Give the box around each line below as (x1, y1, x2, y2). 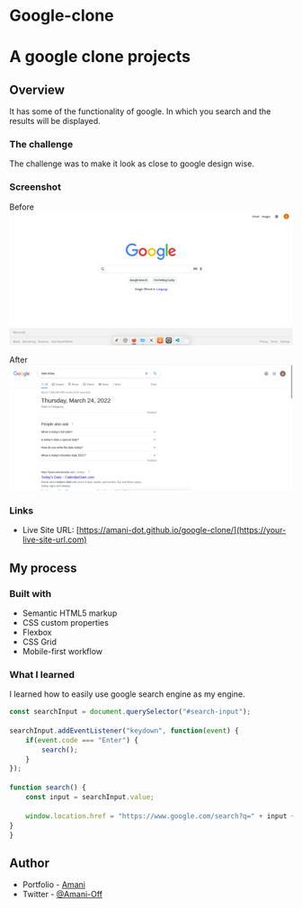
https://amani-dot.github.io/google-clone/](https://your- (79, 525, 287, 536)
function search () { (9, 783, 87, 792)
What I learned (9, 668, 75, 681)
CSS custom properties (22, 617, 110, 628)
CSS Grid (22, 636, 57, 647)
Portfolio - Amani (22, 879, 85, 890)
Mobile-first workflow (22, 645, 103, 656)
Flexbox (22, 627, 52, 637)
